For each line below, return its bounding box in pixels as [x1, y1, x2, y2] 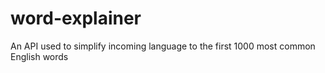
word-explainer [10, 7, 142, 30]
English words [10, 50, 69, 62]
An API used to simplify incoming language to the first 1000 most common [10, 40, 316, 52]
